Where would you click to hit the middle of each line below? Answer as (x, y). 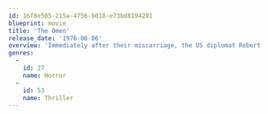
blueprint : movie (37, 23)
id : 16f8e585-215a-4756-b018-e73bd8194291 (80, 16)
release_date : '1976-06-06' (56, 38)
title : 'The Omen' (39, 31)
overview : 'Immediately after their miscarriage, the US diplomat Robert (135, 46)
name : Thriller (48, 98)
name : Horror (45, 75)
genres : (21, 53)
